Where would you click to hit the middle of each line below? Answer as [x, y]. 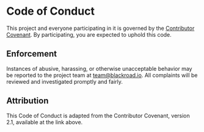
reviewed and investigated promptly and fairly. [65, 81]
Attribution [27, 101]
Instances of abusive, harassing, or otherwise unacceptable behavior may [99, 68]
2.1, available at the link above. [45, 122]
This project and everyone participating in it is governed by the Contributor [100, 28]
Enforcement [31, 54]
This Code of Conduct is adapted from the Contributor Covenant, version [98, 116]
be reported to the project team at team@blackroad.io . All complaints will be [102, 75]
